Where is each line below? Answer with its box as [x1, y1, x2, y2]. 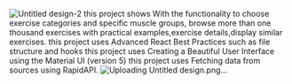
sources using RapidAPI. [9, 65, 99, 75]
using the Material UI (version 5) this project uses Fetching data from [9, 56, 261, 65]
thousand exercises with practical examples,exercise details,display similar [9, 27, 283, 37]
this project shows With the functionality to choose [83, 9, 270, 19]
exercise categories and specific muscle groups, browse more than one [9, 18, 272, 28]
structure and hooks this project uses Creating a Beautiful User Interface [9, 46, 275, 57]
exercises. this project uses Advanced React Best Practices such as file [9, 36, 271, 47]
